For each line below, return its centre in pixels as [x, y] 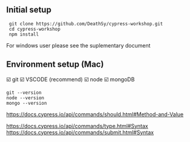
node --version [25, 98]
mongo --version [27, 103]
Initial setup [29, 10]
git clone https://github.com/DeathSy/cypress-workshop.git [86, 23]
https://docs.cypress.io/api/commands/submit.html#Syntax [80, 132]
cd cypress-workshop [35, 29]
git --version [24, 93]
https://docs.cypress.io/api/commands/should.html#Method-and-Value [95, 114]
